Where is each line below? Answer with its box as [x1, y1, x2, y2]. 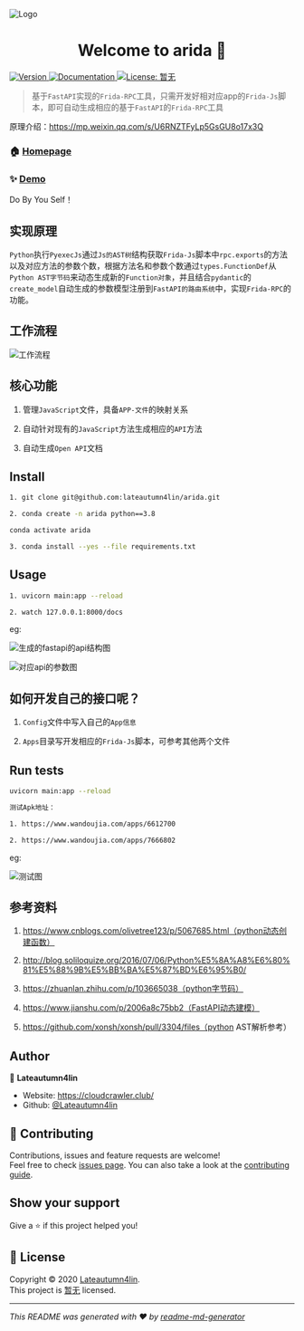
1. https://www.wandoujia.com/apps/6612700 [9, 819, 176, 828]
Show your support [9, 1195, 120, 1211]
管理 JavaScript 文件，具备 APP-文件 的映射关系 [22, 404, 188, 415]
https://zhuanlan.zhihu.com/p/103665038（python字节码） [22, 983, 244, 994]
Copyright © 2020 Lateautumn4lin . [9, 1273, 140, 1285]
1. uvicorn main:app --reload [9, 591, 124, 600]
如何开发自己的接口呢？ [9, 691, 140, 706]
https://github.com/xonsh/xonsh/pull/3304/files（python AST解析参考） [22, 1021, 292, 1032]
